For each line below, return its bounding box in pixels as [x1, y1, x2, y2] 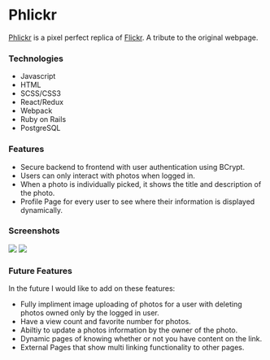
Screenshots [8, 225, 60, 236]
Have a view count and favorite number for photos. [20, 317, 191, 327]
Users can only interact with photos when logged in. [20, 171, 195, 180]
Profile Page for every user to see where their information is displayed [20, 197, 255, 206]
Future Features [8, 265, 73, 276]
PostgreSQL [20, 124, 61, 133]
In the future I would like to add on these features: [8, 284, 176, 293]
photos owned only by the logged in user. [20, 308, 160, 318]
